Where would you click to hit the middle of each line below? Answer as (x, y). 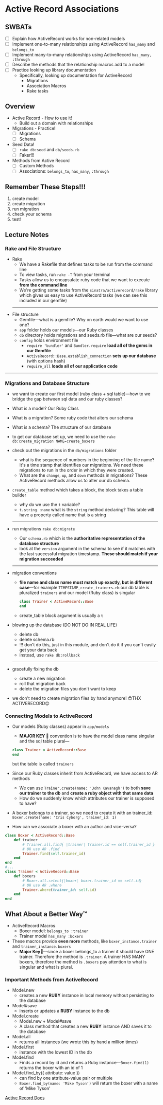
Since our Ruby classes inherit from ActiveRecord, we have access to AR (85, 773)
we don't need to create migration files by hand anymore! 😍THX (77, 698)
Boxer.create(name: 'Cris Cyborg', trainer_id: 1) (64, 818)
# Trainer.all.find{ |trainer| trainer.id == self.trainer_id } (89, 844)
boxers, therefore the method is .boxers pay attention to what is (83, 962)
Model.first (23, 1047)
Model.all (21, 1037)
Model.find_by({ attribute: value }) (46, 1073)
